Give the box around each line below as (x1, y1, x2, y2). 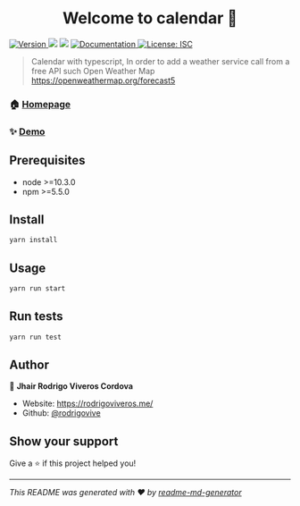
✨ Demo (9, 125, 46, 138)
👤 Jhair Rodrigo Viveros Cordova (9, 381, 134, 392)
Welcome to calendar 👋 (62, 8, 238, 29)
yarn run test (9, 333, 62, 342)
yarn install (9, 236, 58, 245)
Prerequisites (9, 153, 86, 168)
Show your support (9, 434, 119, 449)
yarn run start (9, 284, 66, 293)
